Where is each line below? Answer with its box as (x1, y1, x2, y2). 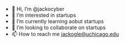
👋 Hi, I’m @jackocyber (11, 6, 65, 12)
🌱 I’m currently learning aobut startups (11, 18, 104, 24)
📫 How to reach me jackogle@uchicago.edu (11, 31, 119, 37)
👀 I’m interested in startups (11, 12, 77, 19)
